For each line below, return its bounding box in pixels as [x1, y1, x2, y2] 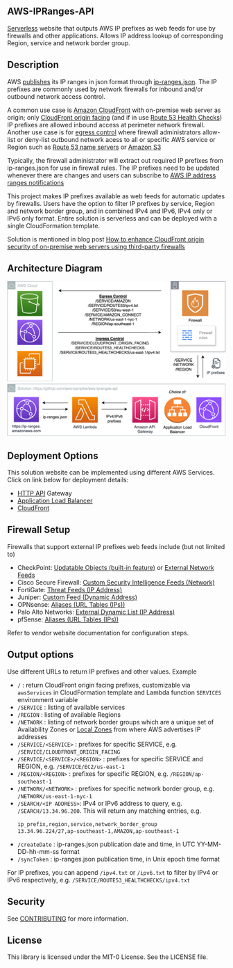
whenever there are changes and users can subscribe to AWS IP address [7, 170, 216, 180]
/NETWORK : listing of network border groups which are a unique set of [17, 717, 214, 726]
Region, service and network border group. [7, 38, 130, 47]
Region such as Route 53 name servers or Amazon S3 [7, 143, 162, 151]
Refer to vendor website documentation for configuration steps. [7, 628, 189, 637]
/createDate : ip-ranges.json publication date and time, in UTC [17, 840, 196, 848]
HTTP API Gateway [17, 489, 73, 498]
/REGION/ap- [169, 770, 205, 778]
